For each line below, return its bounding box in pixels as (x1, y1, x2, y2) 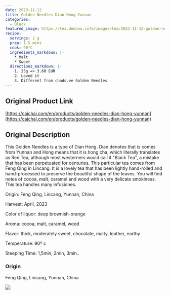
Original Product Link (5, 97, 73, 105)
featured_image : (5, 26, 39, 31)
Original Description (5, 130, 70, 139)
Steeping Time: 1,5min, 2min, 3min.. (5, 250, 80, 256)
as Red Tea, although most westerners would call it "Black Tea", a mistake (5, 155, 159, 161)
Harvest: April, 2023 (5, 201, 48, 207)
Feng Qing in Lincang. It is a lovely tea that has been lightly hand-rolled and (5, 165, 162, 171)
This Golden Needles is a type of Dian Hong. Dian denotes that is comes (5, 144, 156, 150)
